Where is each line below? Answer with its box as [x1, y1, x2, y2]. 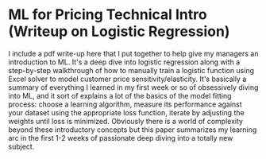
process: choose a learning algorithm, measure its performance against [8, 99, 242, 109]
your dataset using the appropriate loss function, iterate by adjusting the [8, 107, 245, 117]
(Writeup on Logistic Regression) [8, 22, 230, 41]
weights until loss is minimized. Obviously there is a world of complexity [8, 116, 244, 126]
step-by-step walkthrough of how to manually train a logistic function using [8, 65, 255, 75]
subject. [8, 142, 35, 151]
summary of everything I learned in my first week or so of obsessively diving [8, 82, 259, 92]
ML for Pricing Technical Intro [8, 6, 208, 24]
